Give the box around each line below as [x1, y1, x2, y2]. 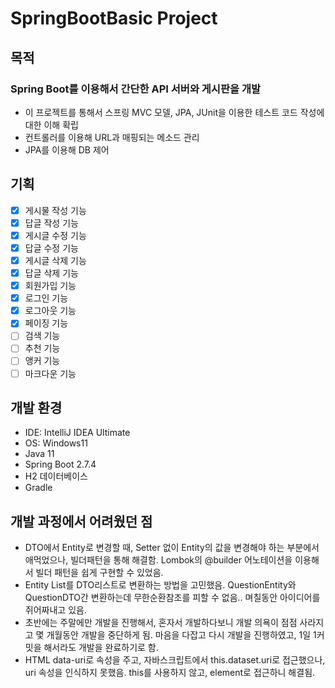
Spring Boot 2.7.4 [24, 458, 97, 471]
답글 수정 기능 [24, 242, 79, 254]
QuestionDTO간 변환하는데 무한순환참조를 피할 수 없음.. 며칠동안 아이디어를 [24, 592, 321, 604]
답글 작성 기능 [24, 217, 79, 229]
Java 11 [24, 448, 55, 460]
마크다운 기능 [24, 367, 77, 379]
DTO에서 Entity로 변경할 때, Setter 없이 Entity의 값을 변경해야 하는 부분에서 [24, 542, 320, 554]
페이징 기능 [24, 317, 69, 329]
